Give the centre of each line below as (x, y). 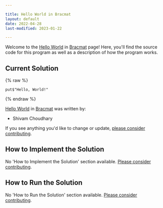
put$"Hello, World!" (27, 90)
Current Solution (32, 68)
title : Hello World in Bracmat (38, 14)
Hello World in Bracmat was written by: (46, 109)
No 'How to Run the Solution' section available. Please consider (71, 195)
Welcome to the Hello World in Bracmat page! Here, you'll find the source (82, 47)
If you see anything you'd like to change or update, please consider (75, 128)
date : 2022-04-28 (23, 24)
